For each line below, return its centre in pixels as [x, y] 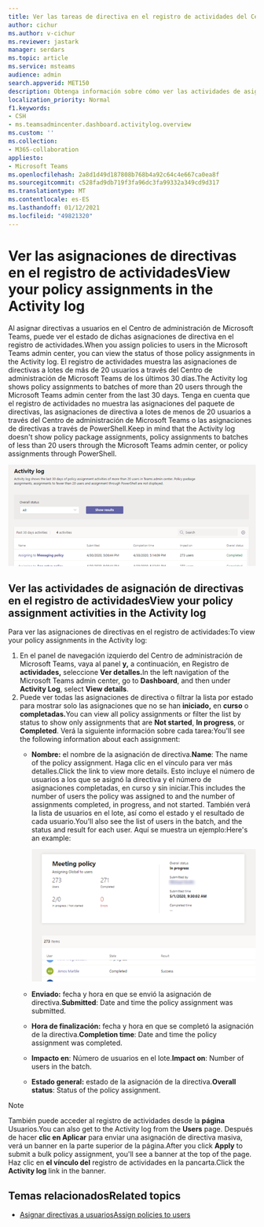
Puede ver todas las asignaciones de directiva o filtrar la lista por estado [136, 698]
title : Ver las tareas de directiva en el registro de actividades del [128, 17]
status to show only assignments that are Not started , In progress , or [132, 723]
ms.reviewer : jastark [44, 42]
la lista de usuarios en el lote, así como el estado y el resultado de [138, 813]
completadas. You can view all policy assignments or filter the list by [130, 714]
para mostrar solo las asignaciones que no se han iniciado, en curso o [134, 706]
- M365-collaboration [44, 150]
